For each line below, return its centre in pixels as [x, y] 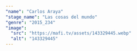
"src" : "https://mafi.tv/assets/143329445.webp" [71, 33]
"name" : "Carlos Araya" [35, 11]
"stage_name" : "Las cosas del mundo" [52, 17]
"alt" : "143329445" [35, 39]
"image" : [16, 28]
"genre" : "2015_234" [31, 22]
